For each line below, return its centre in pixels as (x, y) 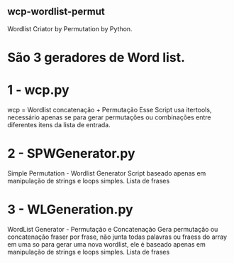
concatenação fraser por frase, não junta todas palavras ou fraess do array (117, 237)
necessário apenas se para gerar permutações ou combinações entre (109, 117)
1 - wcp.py (38, 90)
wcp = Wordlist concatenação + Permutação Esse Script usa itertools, (110, 109)
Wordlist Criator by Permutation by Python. (70, 28)
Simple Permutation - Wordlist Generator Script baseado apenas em (107, 173)
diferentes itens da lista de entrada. (59, 124)
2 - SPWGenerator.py (72, 154)
